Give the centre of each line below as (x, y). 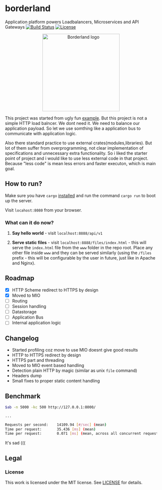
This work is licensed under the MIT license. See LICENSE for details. (74, 482)
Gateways (15, 27)
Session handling (29, 306)
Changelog (22, 338)
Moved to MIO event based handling (48, 366)
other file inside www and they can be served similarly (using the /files (82, 253)
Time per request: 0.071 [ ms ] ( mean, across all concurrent (73, 434)
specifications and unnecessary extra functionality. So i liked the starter (76, 153)
